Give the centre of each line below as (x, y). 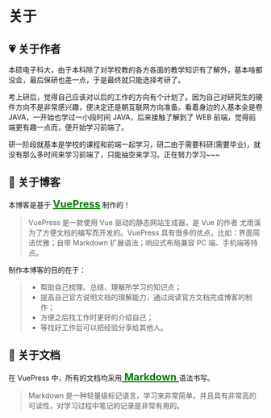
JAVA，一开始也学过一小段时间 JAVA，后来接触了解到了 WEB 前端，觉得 (129, 117)
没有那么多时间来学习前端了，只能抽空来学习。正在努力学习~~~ (114, 155)
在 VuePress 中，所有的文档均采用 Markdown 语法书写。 (112, 377)
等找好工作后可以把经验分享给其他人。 (104, 327)
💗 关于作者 (35, 49)
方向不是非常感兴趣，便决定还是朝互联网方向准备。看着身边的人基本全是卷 (139, 107)
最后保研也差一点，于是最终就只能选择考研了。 (107, 80)
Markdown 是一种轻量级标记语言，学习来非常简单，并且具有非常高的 (142, 395)
